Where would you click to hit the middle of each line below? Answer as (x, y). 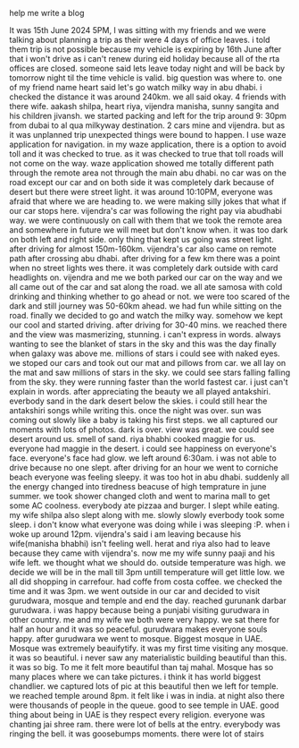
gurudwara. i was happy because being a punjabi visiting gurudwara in (139, 610)
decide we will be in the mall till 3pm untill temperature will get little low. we (147, 572)
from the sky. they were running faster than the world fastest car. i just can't (149, 382)
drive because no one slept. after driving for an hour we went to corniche (144, 467)
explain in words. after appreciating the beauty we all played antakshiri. (140, 391)
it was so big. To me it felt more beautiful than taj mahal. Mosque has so (141, 667)
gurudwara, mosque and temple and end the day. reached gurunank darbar (148, 600)
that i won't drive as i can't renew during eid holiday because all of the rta (145, 59)
